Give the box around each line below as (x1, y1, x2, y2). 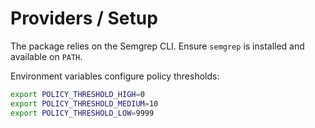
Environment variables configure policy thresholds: (10, 70, 220, 82)
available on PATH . (10, 50, 83, 62)
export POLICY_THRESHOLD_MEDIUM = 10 (10, 98, 159, 109)
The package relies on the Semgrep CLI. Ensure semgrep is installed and (10, 40, 305, 52)
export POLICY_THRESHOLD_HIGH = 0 (10, 89, 145, 99)
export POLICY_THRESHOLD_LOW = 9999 (10, 108, 155, 118)
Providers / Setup (10, 7, 158, 30)
